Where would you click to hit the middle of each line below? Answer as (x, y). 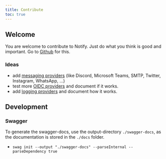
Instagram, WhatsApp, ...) (39, 80)
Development (27, 107)
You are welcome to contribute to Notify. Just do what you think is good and (83, 46)
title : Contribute (24, 10)
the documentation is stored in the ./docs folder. (55, 137)
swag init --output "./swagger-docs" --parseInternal (69, 147)
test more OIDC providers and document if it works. (65, 86)
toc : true (15, 14)
